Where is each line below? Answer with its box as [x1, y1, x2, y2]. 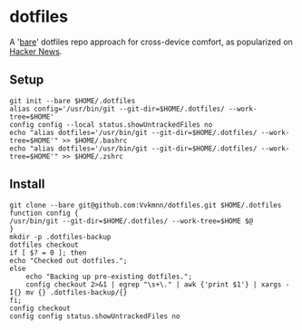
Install [9, 177, 45, 192]
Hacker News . [9, 45, 63, 56]
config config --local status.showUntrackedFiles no [9, 120, 213, 129]
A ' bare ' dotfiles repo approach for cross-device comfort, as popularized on [9, 36, 293, 47]
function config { [9, 209, 79, 218]
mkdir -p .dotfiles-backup [9, 232, 112, 241]
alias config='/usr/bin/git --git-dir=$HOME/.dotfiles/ [9, 104, 225, 113]
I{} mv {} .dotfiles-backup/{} [9, 287, 128, 296]
